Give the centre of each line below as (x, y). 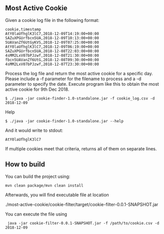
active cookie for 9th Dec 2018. (37, 89)
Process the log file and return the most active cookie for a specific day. (79, 73)
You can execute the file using (36, 214)
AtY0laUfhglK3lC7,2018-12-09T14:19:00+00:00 (52, 34)
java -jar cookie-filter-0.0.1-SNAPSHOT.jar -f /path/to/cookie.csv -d (83, 223)
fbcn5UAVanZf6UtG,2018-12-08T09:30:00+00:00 (52, 60)
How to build (25, 165)
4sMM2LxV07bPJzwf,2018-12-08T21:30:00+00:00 (52, 55)
